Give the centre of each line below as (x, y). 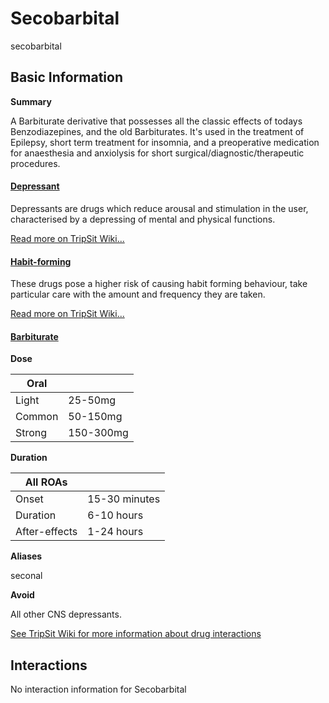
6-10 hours (115, 515)
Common (37, 417)
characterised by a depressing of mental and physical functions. (143, 219)
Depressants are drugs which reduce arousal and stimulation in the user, (159, 208)
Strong (31, 433)
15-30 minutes (124, 499)
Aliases (26, 556)
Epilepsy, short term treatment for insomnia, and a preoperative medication (165, 142)
